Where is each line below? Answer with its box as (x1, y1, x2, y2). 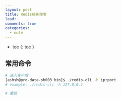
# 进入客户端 (5, 73, 28, 78)
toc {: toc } (12, 44, 35, 50)
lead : (5, 16, 16, 21)
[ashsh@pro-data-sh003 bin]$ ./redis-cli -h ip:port (5, 77, 117, 82)
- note (9, 30, 23, 35)
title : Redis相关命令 (5, 12, 47, 17)
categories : (5, 26, 30, 31)
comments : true (5, 21, 37, 26)
